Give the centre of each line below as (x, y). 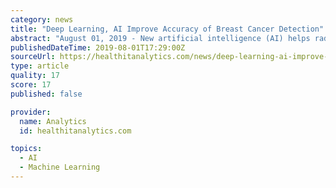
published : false (46, 94)
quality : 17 (35, 76)
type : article (40, 66)
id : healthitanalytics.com (75, 131)
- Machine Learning (60, 167)
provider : (31, 112)
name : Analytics (53, 121)
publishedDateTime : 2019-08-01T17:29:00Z (98, 47)
